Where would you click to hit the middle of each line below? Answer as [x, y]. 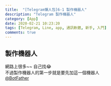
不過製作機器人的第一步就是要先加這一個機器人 [52, 72]
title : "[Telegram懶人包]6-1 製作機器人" [46, 10]
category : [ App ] [22, 19]
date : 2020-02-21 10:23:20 [33, 23]
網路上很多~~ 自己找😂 [28, 66]
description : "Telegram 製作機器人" [41, 14]
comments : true [21, 32]
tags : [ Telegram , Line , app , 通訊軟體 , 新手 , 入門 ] [56, 28]
